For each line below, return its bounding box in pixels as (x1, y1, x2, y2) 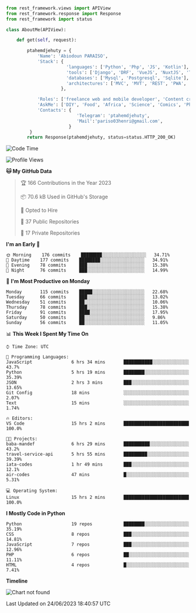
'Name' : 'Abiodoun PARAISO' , (37, 53, 108, 59)
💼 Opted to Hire (20, 207, 58, 214)
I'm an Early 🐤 (6, 241, 40, 248)
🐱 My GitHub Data (6, 168, 52, 175)
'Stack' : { (37, 58, 64, 65)
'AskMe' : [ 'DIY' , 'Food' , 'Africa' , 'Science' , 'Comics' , (37, 102, 181, 108)
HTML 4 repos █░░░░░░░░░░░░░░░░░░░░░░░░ (6, 562, 190, 568)
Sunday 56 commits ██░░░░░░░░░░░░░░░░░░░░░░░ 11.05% (6, 320, 168, 326)
